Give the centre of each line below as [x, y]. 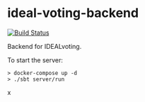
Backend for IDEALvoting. [45, 46]
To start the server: [35, 60]
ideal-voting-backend [73, 13]
